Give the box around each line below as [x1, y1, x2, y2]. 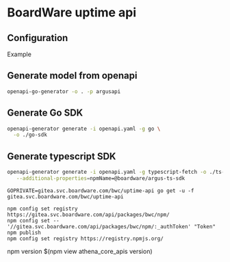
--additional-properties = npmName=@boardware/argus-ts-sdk [16, 174, 186, 182]
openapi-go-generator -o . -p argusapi [7, 88, 121, 95]
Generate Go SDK [7, 107, 84, 119]
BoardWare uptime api [7, 5, 137, 21]
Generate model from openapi [7, 70, 138, 81]
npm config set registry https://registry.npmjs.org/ [7, 235, 164, 242]
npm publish [7, 229, 41, 236]
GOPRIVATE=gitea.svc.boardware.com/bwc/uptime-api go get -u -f [7, 187, 194, 194]
